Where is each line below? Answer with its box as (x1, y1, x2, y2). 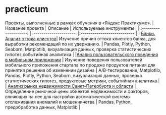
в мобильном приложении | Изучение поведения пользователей (5, 57, 143, 62)
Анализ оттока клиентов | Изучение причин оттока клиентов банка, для (5, 36, 156, 42)
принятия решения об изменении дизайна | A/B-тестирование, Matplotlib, (5, 67, 162, 73)
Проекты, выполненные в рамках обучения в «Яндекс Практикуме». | (5, 20, 154, 26)
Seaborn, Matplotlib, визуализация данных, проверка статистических (5, 46, 152, 52)
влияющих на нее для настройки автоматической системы (5, 93, 131, 100)
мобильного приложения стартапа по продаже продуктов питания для (5, 62, 156, 68)
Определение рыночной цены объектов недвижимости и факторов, (5, 88, 150, 94)
